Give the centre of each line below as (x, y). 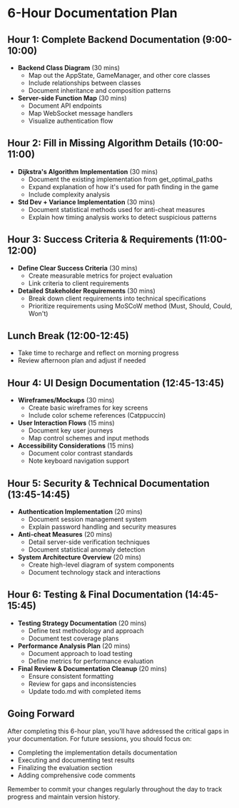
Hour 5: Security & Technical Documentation (109, 483)
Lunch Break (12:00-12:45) (68, 336)
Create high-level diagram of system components (101, 565)
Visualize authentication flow (71, 121)
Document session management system (87, 520)
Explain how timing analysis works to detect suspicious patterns (122, 217)
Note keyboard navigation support (79, 461)
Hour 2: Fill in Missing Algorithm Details (97, 143)
